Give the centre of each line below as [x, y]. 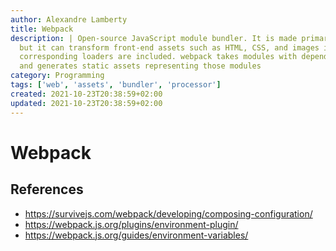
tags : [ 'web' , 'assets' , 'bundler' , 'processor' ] [116, 85]
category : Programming [57, 76]
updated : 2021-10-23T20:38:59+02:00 [86, 103]
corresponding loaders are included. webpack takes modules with [158, 57]
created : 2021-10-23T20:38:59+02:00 [86, 94]
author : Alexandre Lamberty [69, 19]
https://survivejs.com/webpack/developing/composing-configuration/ [168, 213]
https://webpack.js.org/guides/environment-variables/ [136, 235]
